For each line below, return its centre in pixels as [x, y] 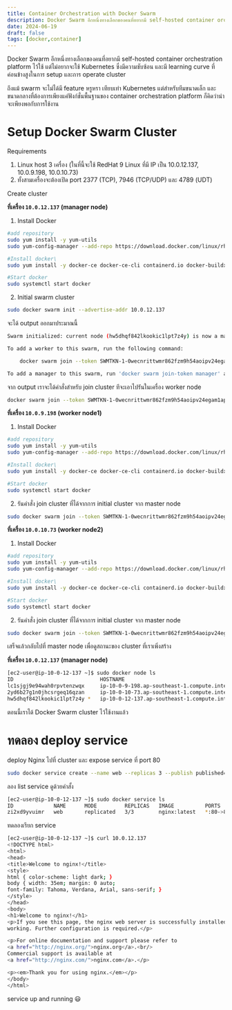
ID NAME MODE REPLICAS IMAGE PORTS [114, 806]
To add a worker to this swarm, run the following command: [96, 349]
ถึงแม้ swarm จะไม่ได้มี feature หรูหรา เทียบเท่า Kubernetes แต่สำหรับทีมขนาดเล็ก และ [112, 88]
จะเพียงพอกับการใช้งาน [33, 104]
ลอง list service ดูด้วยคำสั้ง [40, 786]
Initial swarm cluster [46, 297]
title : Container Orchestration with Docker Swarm [81, 13]
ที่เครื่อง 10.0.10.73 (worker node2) [55, 530]
